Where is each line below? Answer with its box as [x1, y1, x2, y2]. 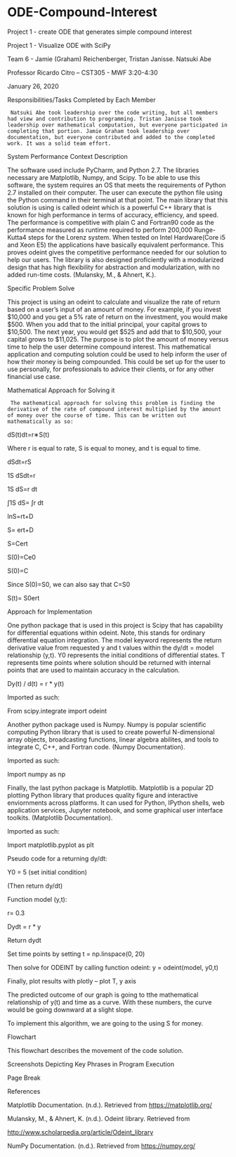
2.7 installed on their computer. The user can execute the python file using [7, 188, 223, 197]
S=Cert [7, 539, 28, 548]
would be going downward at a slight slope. [7, 1005, 133, 1014]
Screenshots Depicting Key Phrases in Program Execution [7, 1059, 174, 1068]
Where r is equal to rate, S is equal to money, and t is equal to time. [7, 444, 201, 452]
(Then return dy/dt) [7, 881, 63, 890]
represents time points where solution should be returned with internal [7, 658, 211, 666]
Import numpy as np [7, 770, 65, 778]
